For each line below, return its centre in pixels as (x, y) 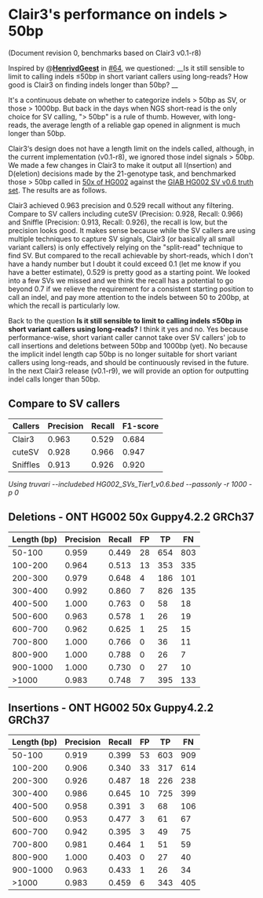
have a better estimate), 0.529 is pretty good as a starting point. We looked (129, 272)
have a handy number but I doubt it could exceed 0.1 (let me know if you (124, 264)
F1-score (141, 425)
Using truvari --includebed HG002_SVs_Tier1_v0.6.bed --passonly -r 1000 (128, 484)
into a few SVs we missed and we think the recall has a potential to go (121, 280)
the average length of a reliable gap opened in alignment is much (135, 125)
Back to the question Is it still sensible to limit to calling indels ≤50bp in (125, 320)
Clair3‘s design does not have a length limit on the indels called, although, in (131, 148)
